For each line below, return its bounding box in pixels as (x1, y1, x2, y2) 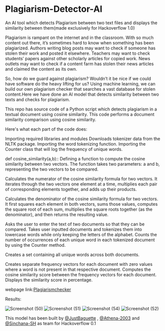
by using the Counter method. (5, 242, 66, 248)
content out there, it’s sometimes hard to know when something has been (5, 39, 154, 45)
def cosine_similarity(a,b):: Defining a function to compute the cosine (5, 155, 145, 161)
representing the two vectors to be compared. (5, 166, 99, 172)
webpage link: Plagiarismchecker (5, 286, 71, 292)
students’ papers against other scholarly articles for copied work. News (5, 55, 150, 61)
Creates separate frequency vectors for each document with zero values (5, 261, 153, 267)
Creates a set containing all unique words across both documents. (5, 252, 139, 257)
